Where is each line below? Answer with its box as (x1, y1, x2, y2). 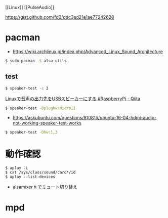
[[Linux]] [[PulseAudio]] (5, 5, 55, 10)
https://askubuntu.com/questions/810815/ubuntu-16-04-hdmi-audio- (12, 115, 157, 121)
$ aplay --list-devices (5, 175, 56, 180)
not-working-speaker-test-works (12, 120, 82, 126)
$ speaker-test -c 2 (5, 85, 49, 91)
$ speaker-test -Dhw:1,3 (5, 130, 58, 135)
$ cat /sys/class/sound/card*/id (5, 170, 76, 175)
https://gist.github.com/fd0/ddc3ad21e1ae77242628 (5, 14, 114, 20)
